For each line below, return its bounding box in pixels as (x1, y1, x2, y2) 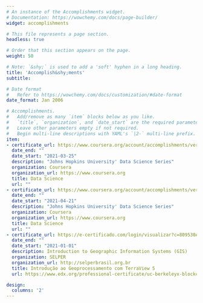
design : (6, 282, 26, 288)
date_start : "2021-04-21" (11, 198, 77, 204)
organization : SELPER (11, 254, 66, 260)
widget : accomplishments (6, 20, 69, 26)
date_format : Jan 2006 (6, 97, 63, 103)
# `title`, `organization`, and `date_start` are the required (6, 120, 174, 126)
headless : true (6, 37, 45, 43)
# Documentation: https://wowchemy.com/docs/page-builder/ (6, 14, 158, 21)
